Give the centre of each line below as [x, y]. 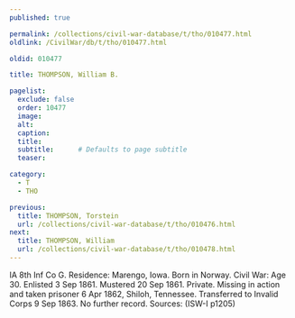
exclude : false [46, 100]
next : [19, 232]
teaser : [32, 159]
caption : [34, 133]
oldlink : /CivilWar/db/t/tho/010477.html [88, 42]
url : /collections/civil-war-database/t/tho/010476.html [127, 224]
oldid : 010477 [36, 59]
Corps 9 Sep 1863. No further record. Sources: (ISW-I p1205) [123, 304]
